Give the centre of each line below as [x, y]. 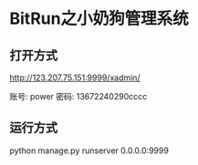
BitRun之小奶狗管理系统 [99, 19]
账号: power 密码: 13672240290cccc [78, 96]
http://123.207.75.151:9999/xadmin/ [75, 77]
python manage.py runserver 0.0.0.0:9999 [89, 150]
